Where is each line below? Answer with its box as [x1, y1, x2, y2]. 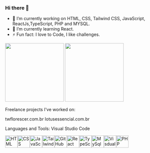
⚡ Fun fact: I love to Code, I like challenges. [12, 31, 100, 37]
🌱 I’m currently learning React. [12, 26, 74, 32]
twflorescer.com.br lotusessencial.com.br [5, 116, 90, 122]
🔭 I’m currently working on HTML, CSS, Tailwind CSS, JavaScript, [12, 16, 146, 22]
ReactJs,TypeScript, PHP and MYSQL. [12, 21, 90, 27]
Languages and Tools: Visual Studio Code [5, 125, 90, 132]
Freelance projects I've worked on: [5, 107, 75, 113]
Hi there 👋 [5, 4, 30, 11]
